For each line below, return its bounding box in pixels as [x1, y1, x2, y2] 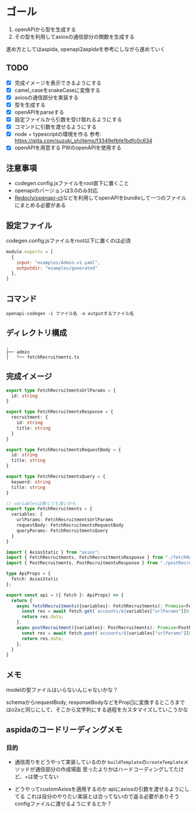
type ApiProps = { [6, 571, 51, 577]
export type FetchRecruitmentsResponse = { [6, 409, 114, 415]
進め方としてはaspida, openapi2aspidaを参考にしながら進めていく [6, 45, 166, 53]
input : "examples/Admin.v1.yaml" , [16, 259, 100, 265]
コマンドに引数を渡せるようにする [14, 124, 97, 131]
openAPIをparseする [14, 109, 64, 115]
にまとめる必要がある [14, 201, 66, 209]
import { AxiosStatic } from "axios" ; [6, 549, 100, 555]
